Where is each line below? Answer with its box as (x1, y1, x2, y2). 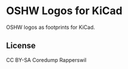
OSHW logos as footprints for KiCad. (6, 24, 96, 31)
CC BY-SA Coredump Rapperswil (6, 56, 87, 63)
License (6, 41, 36, 51)
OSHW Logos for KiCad (6, 4, 123, 18)
